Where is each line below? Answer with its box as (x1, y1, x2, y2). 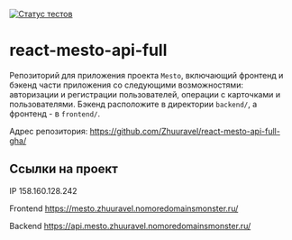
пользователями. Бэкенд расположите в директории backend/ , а (9, 98, 258, 109)
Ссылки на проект (9, 162, 119, 177)
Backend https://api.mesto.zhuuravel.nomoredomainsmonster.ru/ (9, 220, 251, 231)
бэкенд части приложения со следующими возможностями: (9, 79, 243, 90)
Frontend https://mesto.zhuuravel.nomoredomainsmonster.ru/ (9, 203, 239, 214)
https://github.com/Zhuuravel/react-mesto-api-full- (89, 125, 281, 136)
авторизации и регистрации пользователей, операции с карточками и (9, 88, 281, 99)
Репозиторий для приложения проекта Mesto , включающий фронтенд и (9, 69, 284, 80)
